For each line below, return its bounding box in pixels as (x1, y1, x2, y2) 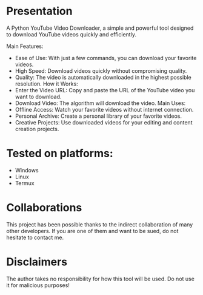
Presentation (6, 4, 73, 18)
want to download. (15, 93, 62, 100)
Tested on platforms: (6, 147, 113, 160)
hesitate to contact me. (6, 234, 64, 241)
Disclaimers (6, 255, 68, 268)
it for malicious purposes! (6, 281, 70, 289)
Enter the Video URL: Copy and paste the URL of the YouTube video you (15, 86, 195, 93)
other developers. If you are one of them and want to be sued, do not (6, 227, 179, 234)
